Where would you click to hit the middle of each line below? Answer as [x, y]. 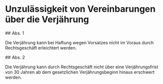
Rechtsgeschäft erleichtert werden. [41, 48]
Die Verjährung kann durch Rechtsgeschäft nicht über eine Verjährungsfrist [82, 67]
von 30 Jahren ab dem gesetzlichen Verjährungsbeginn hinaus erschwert [80, 72]
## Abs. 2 [15, 57]
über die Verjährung [47, 19]
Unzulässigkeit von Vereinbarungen [80, 9]
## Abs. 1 [15, 33]
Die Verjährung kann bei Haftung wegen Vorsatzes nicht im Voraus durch [80, 42]
